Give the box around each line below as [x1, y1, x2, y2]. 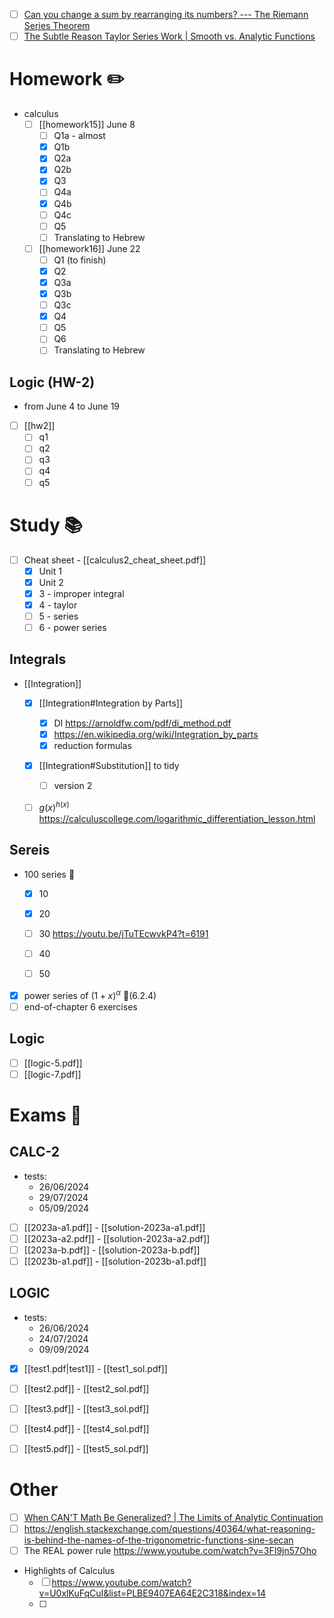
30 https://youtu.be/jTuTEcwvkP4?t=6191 [38, 927, 209, 939]
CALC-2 [9, 1144, 61, 1161]
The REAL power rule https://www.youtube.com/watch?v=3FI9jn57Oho [23, 1545, 317, 1557]
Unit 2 [38, 576, 64, 588]
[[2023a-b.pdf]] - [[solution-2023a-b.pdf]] [23, 1244, 201, 1256]
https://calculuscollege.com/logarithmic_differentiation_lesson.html [38, 812, 316, 824]
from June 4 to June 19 [23, 400, 121, 413]
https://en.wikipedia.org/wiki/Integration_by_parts [53, 728, 259, 740]
